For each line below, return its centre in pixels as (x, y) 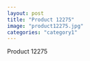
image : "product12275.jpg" (45, 26)
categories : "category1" (42, 32)
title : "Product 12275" (41, 20)
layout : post (26, 13)
